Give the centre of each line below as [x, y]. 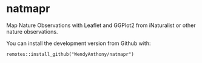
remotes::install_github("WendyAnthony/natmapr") [70, 54]
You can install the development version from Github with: [79, 43]
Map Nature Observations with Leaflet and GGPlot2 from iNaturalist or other [101, 25]
